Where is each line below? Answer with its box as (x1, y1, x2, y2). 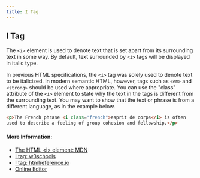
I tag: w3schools (14, 153, 56, 160)
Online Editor (14, 165, 47, 173)
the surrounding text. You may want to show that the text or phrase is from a (6, 96, 195, 104)
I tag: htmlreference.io (14, 159, 70, 167)
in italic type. (6, 59, 38, 67)
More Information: (6, 133, 53, 140)
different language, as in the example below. (6, 103, 116, 110)
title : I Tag (6, 8, 39, 15)
